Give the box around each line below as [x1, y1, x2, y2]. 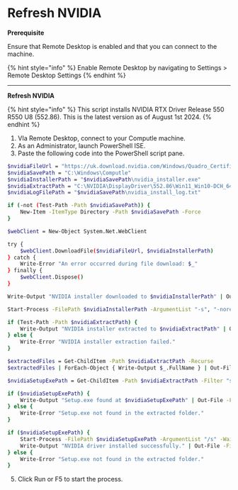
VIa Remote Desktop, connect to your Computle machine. [17, 133, 186, 143]
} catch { [7, 254, 37, 261]
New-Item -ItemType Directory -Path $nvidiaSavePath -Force [20, 208, 201, 216]
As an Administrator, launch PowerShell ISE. [17, 141, 146, 150]
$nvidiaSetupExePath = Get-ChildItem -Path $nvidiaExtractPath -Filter [7, 377, 223, 384]
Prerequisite [7, 28, 45, 37]
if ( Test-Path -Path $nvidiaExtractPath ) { [7, 318, 138, 325]
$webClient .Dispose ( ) [20, 274, 84, 281]
